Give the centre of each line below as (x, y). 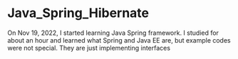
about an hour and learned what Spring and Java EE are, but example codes (119, 40)
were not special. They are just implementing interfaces (89, 48)
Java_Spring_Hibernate (78, 13)
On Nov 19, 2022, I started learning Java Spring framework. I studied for (113, 33)
